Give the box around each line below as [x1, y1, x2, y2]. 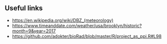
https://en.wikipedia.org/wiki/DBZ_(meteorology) [12, 17, 114, 23]
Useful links [5, 4, 43, 12]
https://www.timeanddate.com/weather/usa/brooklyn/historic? [12, 22, 142, 28]
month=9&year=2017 [12, 27, 56, 34]
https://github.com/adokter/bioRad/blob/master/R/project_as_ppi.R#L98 [12, 33, 162, 39]
